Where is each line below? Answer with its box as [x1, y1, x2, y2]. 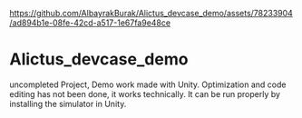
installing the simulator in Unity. [9, 98, 127, 109]
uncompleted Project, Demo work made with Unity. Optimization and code [9, 79, 287, 90]
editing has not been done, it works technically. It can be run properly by [9, 88, 281, 99]
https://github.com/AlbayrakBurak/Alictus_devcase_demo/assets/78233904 [9, 8, 293, 18]
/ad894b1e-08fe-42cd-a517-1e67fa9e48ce [9, 17, 170, 28]
